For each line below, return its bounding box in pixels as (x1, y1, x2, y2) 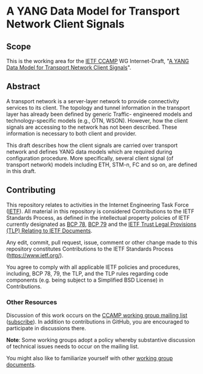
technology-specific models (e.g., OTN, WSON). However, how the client (6, 117, 188, 124)
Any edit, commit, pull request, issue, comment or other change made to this (6, 239, 198, 246)
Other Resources (6, 297, 58, 306)
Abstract (6, 81, 41, 92)
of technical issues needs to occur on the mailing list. (6, 342, 139, 350)
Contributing (6, 185, 56, 195)
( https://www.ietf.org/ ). (6, 251, 64, 259)
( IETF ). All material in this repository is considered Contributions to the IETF (6, 208, 195, 215)
